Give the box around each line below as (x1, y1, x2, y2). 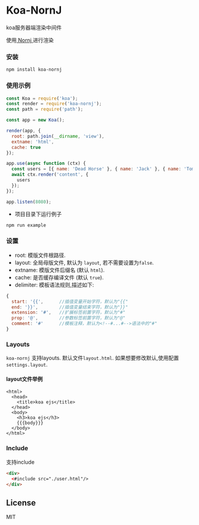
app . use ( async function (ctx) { (6, 161, 86, 167)
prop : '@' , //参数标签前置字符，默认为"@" (11, 315, 126, 321)
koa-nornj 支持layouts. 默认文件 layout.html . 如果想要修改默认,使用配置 (6, 354, 179, 362)
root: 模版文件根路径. (14, 252, 66, 259)
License (6, 498, 36, 508)
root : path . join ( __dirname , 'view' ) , (11, 133, 105, 139)
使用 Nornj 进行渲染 (6, 36, 54, 43)
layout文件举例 (6, 375, 43, 383)
